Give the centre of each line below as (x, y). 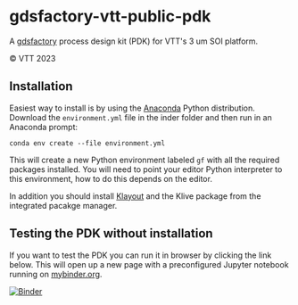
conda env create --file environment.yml (87, 143)
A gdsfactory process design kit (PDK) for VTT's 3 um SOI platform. (134, 41)
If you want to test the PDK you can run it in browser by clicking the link (141, 255)
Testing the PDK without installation (111, 234)
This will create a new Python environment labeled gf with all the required (145, 160)
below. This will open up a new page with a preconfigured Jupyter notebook (149, 264)
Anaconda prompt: (44, 127)
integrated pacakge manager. (63, 205)
